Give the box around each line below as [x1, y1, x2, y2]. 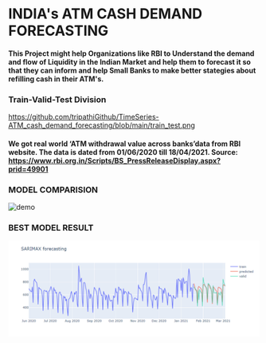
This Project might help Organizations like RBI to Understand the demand [8, 49, 255, 58]
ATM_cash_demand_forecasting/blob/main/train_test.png [8, 120, 195, 130]
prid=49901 [8, 164, 49, 174]
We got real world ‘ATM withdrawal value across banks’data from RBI [8, 139, 241, 148]
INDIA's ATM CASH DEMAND [8, 5, 203, 23]
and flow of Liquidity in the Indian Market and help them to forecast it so [8, 57, 251, 66]
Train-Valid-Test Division [8, 93, 107, 104]
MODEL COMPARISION [8, 184, 98, 195]
